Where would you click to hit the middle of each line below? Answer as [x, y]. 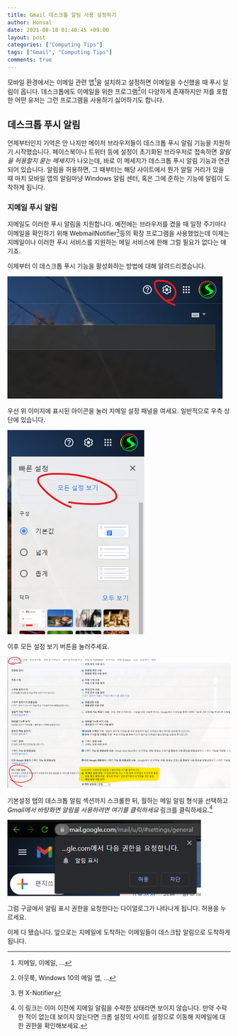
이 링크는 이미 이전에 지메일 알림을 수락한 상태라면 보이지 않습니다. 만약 [116, 1008]
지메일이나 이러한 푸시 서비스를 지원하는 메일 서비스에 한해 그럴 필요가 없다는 [113, 242]
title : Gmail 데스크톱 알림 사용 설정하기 [62, 15]
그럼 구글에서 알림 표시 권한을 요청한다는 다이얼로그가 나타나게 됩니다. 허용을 [113, 908]
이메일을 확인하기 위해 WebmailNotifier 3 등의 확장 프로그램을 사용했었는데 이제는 [119, 232]
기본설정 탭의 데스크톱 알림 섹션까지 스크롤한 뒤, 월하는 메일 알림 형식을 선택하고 [118, 800]
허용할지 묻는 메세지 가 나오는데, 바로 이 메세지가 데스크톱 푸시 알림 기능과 [116, 161]
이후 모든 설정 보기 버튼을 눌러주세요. [58, 646]
